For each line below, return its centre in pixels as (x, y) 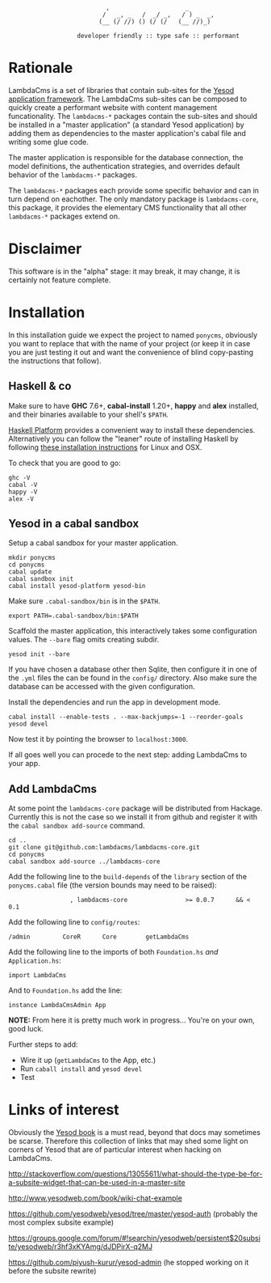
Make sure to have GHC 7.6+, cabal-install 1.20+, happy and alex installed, (134, 405)
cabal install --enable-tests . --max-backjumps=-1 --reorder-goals (126, 717)
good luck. (26, 1029)
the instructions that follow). (55, 361)
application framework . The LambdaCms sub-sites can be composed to (128, 99)
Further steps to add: (43, 1044)
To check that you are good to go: (65, 463)
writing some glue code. (48, 142)
